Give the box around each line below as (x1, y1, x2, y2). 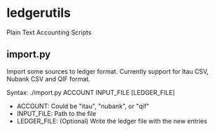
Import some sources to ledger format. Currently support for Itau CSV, (6, 67, 209, 75)
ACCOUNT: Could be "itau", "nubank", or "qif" (16, 102, 150, 110)
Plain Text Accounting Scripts (6, 28, 92, 37)
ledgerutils (6, 5, 71, 21)
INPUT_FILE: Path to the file (16, 109, 97, 117)
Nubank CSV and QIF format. (6, 74, 90, 83)
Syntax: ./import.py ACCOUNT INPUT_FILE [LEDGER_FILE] (6, 88, 176, 96)
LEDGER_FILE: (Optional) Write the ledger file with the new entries (16, 117, 207, 125)
